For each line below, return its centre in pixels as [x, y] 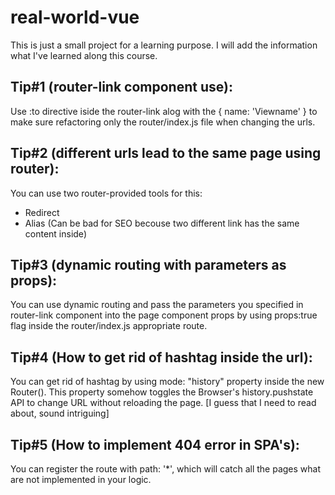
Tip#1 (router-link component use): [121, 87]
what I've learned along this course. [84, 55]
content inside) [55, 233]
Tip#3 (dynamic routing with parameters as [148, 264]
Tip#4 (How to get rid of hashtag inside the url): [161, 357]
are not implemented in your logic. [81, 479]
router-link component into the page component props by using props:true [164, 315]
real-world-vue [75, 17]
